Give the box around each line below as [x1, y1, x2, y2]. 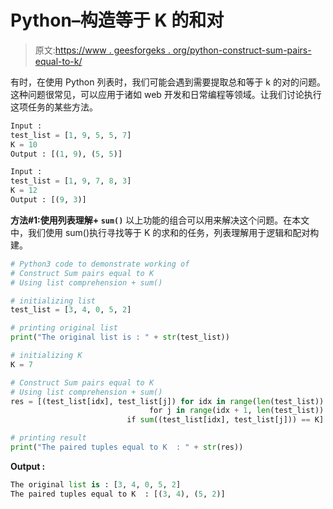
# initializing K [10, 351, 83, 361]
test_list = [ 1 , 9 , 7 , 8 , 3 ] [10, 176, 132, 186]
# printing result [10, 433, 87, 443]
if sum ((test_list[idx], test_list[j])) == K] [126, 415, 325, 425]
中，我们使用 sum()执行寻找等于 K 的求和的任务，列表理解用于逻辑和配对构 [10, 226, 320, 238]
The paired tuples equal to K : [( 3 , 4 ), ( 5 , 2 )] [10, 489, 226, 499]
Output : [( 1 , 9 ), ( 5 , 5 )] [10, 149, 123, 159]
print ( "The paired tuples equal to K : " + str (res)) [10, 442, 244, 453]
